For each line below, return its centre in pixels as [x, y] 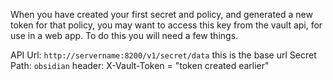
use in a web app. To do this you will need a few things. [124, 35]
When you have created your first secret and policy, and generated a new [161, 14]
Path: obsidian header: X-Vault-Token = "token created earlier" [140, 65]
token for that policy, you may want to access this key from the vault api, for [166, 25]
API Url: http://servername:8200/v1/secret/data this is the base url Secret [163, 55]
